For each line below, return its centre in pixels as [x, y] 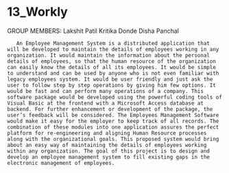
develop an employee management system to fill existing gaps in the [109, 157]
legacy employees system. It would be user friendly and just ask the [110, 79]
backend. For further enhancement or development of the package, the [110, 109]
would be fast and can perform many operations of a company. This [106, 91]
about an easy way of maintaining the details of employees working [107, 145]
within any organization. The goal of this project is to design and [109, 151]
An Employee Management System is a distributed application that [113, 43]
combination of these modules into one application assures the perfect [113, 127]
